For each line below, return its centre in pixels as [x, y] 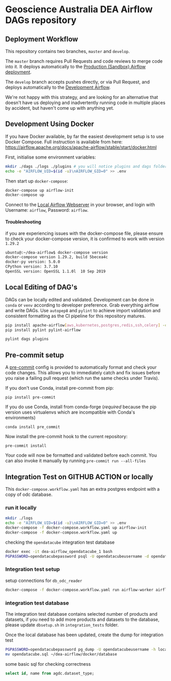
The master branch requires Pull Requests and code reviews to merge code [84, 61]
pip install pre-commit [31, 397]
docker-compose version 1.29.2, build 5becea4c [57, 257]
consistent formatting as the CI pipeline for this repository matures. [76, 316]
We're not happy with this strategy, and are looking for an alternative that [82, 97]
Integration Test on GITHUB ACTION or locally [79, 477]
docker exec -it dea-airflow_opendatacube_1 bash [59, 551]
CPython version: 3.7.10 [32, 267]
